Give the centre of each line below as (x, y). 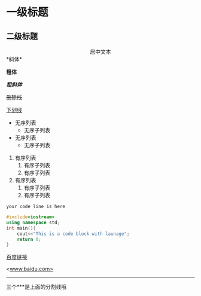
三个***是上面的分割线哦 (36, 287)
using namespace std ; (33, 222)
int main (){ (21, 228)
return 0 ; (29, 239)
